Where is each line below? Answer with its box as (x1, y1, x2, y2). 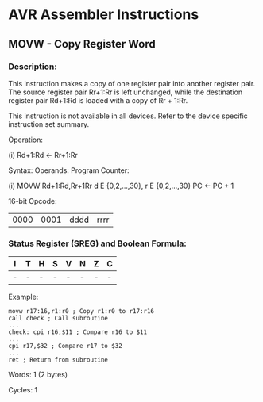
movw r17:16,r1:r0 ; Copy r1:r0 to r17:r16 (8, 308, 155, 316)
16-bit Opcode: (8, 196, 57, 205)
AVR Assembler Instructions (8, 6, 199, 24)
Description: (8, 61, 57, 72)
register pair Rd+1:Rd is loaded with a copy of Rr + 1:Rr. (8, 95, 188, 105)
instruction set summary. (8, 119, 90, 128)
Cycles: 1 (8, 385, 38, 395)
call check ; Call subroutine (8, 315, 109, 323)
